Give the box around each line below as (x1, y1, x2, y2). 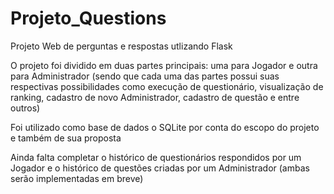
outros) (10, 102, 41, 114)
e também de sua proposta (10, 132, 122, 144)
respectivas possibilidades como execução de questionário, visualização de (10, 80, 324, 92)
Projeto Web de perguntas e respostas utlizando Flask (10, 40, 233, 52)
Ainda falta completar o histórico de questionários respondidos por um (10, 151, 302, 163)
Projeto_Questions (10, 7, 167, 30)
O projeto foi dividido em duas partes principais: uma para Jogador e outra (10, 59, 318, 71)
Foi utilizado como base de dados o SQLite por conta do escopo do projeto (10, 121, 320, 133)
